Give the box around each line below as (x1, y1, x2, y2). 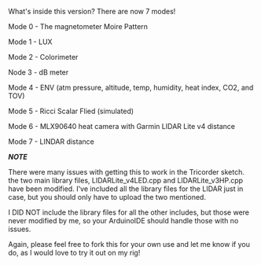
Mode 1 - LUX (8, 37, 53, 46)
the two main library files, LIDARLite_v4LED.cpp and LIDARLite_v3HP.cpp (8, 176, 244, 185)
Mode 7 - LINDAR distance (8, 137, 94, 146)
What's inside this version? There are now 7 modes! (8, 7, 176, 16)
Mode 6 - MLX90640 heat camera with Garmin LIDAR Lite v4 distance (8, 122, 236, 131)
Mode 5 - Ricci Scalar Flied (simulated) (8, 106, 134, 116)
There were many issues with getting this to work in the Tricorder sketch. (8, 167, 245, 176)
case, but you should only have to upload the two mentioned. (8, 193, 207, 201)
